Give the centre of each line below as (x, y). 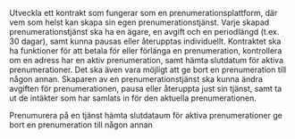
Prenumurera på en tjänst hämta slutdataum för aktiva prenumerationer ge (146, 115)
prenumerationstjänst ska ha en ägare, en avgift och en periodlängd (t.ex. (144, 32)
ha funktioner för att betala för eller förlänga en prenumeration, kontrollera (146, 51)
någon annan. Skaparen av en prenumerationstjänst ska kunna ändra (136, 79)
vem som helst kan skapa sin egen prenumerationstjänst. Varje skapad (139, 22)
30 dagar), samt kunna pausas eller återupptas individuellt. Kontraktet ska (145, 41)
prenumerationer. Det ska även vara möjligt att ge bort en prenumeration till (148, 69)
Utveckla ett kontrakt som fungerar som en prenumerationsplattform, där (143, 13)
